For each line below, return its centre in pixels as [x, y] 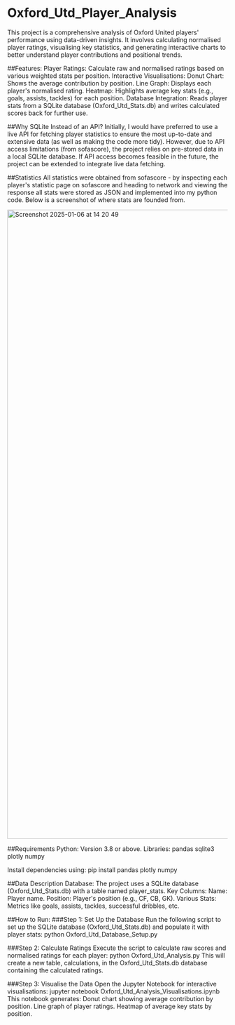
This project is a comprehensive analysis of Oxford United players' [103, 32]
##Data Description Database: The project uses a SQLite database [103, 883]
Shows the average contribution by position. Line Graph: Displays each [109, 83]
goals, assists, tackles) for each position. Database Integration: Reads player [117, 98]
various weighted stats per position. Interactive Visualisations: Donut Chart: [116, 76]
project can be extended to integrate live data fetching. [86, 163]
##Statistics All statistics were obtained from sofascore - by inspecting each [117, 177]
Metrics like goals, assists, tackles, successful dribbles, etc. [93, 906]
